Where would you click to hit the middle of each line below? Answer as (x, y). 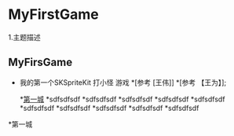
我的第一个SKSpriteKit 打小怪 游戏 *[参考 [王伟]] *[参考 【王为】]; (123, 82)
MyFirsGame (40, 62)
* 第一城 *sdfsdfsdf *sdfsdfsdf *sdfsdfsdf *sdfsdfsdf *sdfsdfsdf (122, 99)
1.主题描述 (24, 37)
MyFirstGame (54, 15)
